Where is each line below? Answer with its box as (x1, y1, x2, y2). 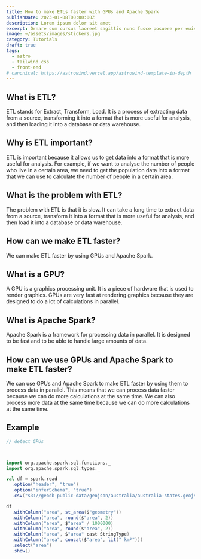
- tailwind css (11, 59, 50, 65)
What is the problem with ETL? (6, 190, 123, 200)
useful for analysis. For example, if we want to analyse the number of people (6, 160, 195, 167)
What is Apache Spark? (6, 315, 96, 325)
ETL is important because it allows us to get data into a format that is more (6, 154, 190, 161)
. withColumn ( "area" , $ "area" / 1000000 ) (11, 520, 114, 526)
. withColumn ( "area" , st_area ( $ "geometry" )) (11, 509, 121, 515)
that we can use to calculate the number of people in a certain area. (6, 173, 173, 180)
